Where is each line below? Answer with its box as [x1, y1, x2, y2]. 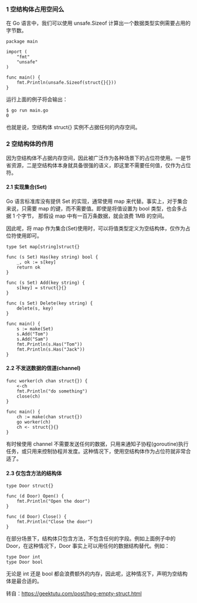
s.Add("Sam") [16, 336, 49, 342]
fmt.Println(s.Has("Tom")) [16, 341, 83, 347]
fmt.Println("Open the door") [16, 499, 91, 504]
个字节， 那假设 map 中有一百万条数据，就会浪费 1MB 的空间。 [16, 212, 168, 219]
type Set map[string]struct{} [6, 243, 80, 250]
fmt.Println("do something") [16, 388, 88, 394]
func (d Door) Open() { [6, 493, 64, 499]
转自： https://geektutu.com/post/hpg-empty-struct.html [6, 590, 142, 597]
